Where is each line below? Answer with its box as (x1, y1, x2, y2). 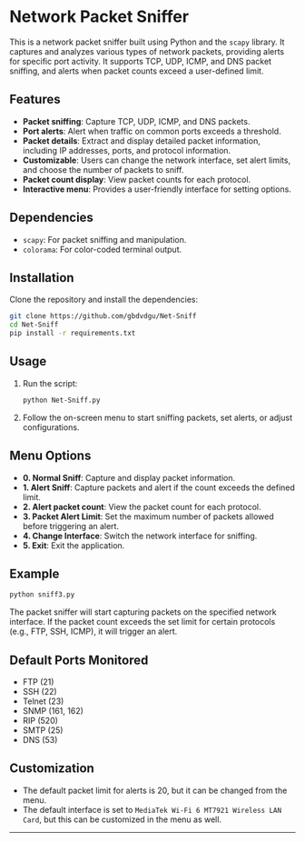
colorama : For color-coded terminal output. (22, 244, 182, 255)
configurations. (22, 421, 80, 433)
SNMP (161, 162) (22, 706, 84, 716)
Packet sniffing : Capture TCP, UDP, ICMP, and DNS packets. (22, 115, 251, 126)
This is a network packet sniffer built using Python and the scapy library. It (9, 36, 285, 47)
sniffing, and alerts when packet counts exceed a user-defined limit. (9, 65, 264, 76)
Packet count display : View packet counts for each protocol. (22, 174, 251, 185)
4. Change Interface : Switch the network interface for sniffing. (22, 530, 258, 541)
